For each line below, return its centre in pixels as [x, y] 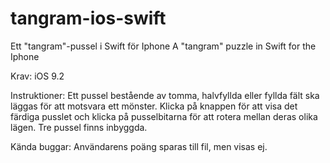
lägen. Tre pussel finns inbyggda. [79, 127]
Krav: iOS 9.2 [37, 76]
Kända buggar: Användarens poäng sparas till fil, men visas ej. [139, 146]
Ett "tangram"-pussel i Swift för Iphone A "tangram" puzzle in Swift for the [163, 46]
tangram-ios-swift [88, 18]
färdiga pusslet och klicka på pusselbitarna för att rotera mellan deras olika [164, 116]
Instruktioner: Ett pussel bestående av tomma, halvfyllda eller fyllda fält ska [165, 95]
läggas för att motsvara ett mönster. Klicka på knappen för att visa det [154, 106]
